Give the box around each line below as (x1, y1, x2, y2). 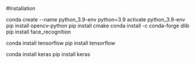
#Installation (6, 5, 36, 12)
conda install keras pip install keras (6, 51, 90, 57)
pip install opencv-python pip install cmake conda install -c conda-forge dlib (6, 23, 190, 29)
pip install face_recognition (6, 28, 71, 35)
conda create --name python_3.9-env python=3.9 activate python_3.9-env (6, 16, 186, 23)
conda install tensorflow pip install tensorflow (6, 40, 116, 46)
